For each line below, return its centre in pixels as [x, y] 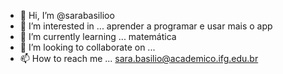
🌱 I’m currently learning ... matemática [98, 36]
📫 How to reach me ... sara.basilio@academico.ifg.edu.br [139, 58]
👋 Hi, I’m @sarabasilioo [67, 15]
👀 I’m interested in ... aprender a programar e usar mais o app [146, 26]
